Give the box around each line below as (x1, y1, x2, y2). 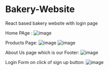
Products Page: (5, 39, 38, 46)
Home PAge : (5, 30, 33, 36)
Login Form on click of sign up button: (5, 59, 85, 65)
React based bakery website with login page (5, 20, 98, 26)
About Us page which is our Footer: (5, 49, 80, 55)
